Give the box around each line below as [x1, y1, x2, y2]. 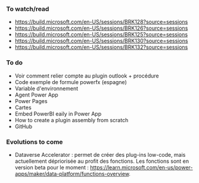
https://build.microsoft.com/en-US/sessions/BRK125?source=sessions [14, 31, 188, 38]
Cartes [14, 104, 32, 111]
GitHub [14, 123, 33, 130]
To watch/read [6, 5, 49, 13]
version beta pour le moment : [14, 163, 89, 171]
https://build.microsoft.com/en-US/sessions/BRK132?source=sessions [14, 44, 188, 51]
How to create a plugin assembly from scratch [14, 116, 129, 123]
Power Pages [14, 97, 48, 104]
